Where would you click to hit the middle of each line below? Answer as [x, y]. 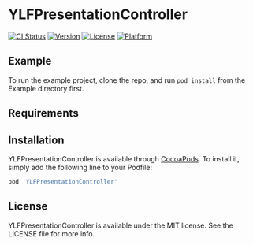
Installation [36, 140]
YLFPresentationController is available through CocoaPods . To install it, [124, 158]
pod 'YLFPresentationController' [63, 182]
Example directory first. [46, 88]
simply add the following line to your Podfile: [80, 167]
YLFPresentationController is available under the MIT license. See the [121, 225]
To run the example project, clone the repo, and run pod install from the [127, 80]
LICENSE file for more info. [52, 233]
